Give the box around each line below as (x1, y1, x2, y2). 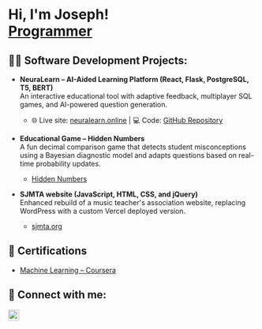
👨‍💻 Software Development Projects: (8, 54, 188, 67)
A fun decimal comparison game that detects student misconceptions (19, 142, 247, 151)
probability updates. (36, 159, 101, 168)
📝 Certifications (8, 245, 88, 258)
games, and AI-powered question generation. (19, 100, 168, 109)
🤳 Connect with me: (8, 288, 107, 301)
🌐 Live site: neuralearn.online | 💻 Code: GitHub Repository (31, 116, 223, 125)
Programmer (8, 22, 93, 40)
